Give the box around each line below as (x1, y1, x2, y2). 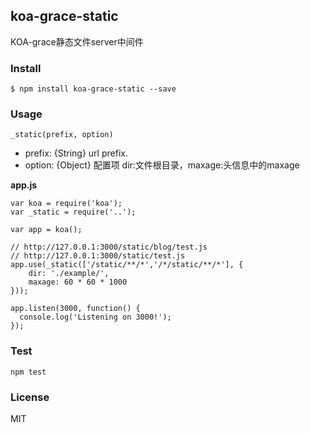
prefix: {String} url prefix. (24, 147, 128, 159)
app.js (10, 179, 38, 191)
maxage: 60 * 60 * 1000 (28, 277, 128, 288)
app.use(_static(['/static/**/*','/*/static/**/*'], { (10, 260, 244, 270)
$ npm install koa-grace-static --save (10, 84, 177, 94)
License (10, 390, 50, 404)
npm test (10, 367, 47, 377)
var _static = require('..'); (10, 207, 137, 218)
